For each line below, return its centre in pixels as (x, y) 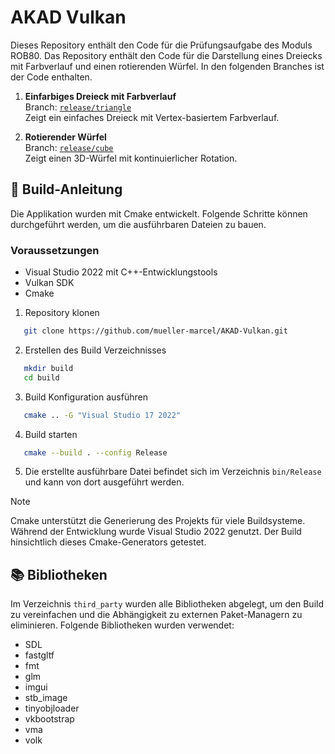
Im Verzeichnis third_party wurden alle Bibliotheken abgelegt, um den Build (167, 604)
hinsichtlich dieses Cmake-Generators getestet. (108, 542)
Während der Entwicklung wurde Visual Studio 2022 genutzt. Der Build (156, 532)
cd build (41, 377)
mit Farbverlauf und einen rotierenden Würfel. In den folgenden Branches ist (167, 66)
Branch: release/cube (69, 147)
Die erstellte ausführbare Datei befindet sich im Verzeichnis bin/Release (173, 472)
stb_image (46, 698)
